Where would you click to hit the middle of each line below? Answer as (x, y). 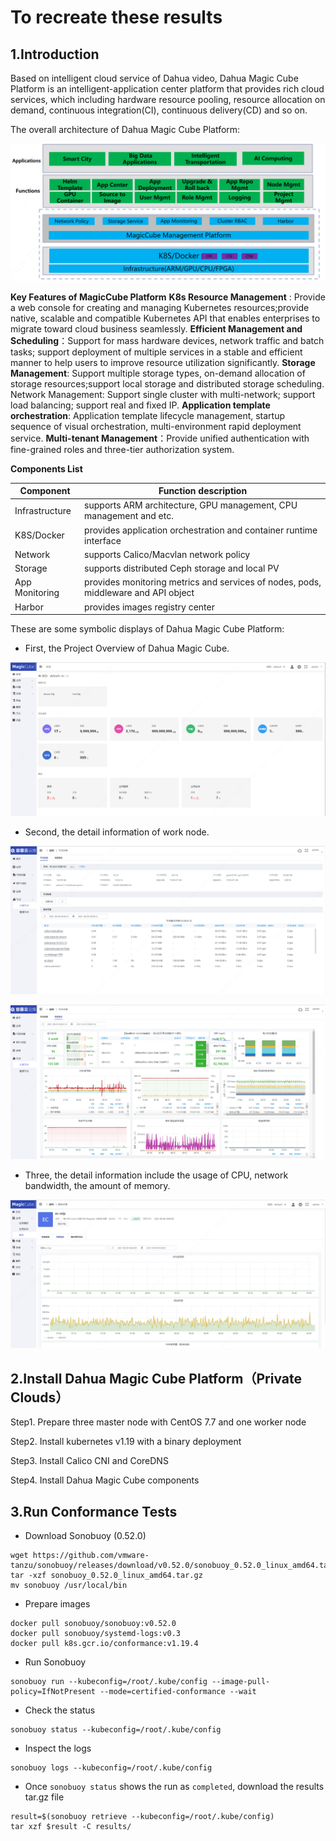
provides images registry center (149, 607)
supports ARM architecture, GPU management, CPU (191, 505)
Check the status (60, 1710)
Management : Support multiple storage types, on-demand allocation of (158, 373)
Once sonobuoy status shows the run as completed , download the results (174, 1787)
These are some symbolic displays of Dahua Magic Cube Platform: (147, 629)
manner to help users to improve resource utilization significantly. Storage (163, 362)
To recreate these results (116, 17)
